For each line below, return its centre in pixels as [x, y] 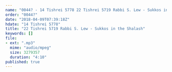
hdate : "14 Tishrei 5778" [33, 24]
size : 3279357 [25, 52]
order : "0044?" [21, 15]
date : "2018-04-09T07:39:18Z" [38, 19]
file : [11, 39]
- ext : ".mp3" [20, 43]
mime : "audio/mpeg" [31, 48]
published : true [23, 62]
